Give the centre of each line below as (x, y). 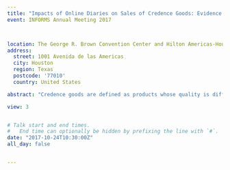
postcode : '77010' (40, 76)
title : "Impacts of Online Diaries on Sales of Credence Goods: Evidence (115, 13)
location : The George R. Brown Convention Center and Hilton (96, 44)
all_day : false (29, 144)
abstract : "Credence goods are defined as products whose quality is (108, 94)
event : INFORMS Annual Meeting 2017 (59, 20)
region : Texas (33, 70)
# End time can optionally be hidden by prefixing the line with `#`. (113, 131)
